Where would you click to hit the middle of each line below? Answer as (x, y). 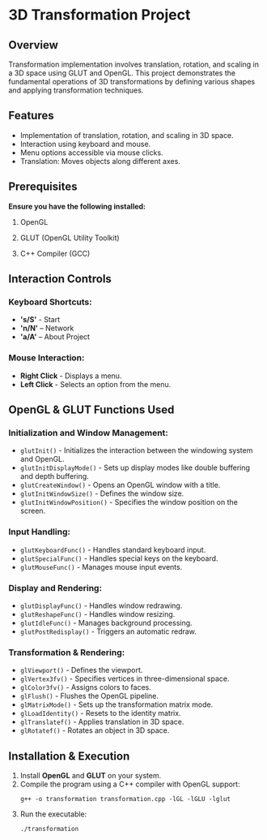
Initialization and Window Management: (88, 433)
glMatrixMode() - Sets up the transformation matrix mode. (117, 704)
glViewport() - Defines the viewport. (81, 670)
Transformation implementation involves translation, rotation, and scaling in (133, 64)
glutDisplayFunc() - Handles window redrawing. (101, 605)
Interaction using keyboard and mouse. (85, 144)
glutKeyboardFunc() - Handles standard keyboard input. (113, 549)
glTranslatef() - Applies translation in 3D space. (102, 722)
